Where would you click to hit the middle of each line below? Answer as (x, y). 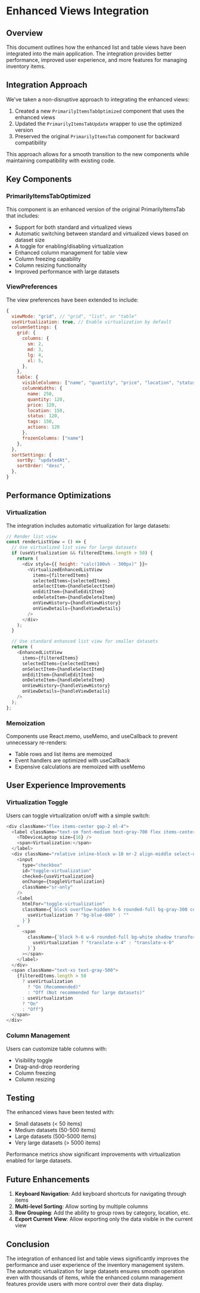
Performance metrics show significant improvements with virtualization (93, 1154)
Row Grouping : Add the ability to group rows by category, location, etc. (102, 1213)
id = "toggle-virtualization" (57, 871)
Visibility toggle (34, 1060)
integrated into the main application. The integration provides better (89, 54)
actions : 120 (44, 427)
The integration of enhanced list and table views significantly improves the (98, 1258)
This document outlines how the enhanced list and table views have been (96, 47)
